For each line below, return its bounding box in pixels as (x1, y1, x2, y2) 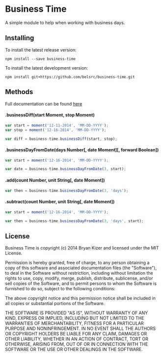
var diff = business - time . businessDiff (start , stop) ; (5, 136, 118, 141)
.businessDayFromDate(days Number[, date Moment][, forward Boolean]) (5, 147, 159, 153)
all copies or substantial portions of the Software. (5, 301, 105, 306)
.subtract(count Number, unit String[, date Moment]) (5, 199, 115, 204)
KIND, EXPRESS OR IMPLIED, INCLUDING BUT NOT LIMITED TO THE (5, 315, 144, 321)
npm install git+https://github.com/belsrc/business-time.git (5, 75, 135, 79)
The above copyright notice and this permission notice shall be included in (5, 295, 156, 301)
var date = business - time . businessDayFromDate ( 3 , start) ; (5, 167, 126, 172)
